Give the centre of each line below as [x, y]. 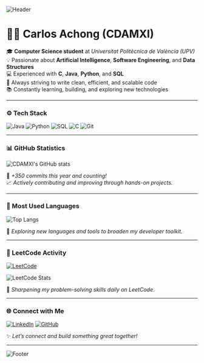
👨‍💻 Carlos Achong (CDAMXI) [80, 34]
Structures [20, 66]
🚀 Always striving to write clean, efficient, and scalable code [82, 82]
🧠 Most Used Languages [43, 206]
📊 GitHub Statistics [36, 148]
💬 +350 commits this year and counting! [57, 175]
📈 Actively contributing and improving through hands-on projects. [90, 182]
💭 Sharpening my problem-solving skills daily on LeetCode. [80, 290]
